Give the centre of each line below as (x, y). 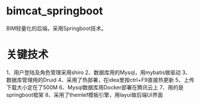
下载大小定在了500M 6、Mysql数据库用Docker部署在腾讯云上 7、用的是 (95, 87)
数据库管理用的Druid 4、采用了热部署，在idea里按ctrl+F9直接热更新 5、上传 (100, 79)
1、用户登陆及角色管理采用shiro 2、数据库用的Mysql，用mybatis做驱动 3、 (98, 72)
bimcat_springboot (55, 11)
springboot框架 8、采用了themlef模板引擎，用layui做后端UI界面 (85, 94)
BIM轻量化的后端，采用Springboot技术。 (56, 28)
